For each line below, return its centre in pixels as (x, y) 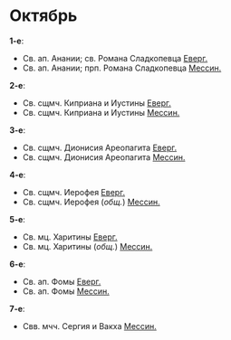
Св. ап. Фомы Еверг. (62, 281)
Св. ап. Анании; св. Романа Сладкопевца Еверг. (115, 58)
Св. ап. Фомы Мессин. (66, 291)
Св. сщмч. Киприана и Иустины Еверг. (97, 103)
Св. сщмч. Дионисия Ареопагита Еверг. (100, 147)
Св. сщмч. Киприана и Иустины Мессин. (101, 112)
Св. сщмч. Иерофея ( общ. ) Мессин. (91, 202)
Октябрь (43, 16)
